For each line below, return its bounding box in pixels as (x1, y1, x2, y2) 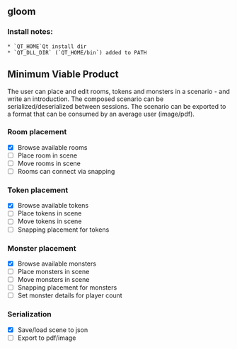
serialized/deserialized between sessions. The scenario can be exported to (7, 102, 226, 110)
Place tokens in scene (17, 209, 82, 218)
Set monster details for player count (17, 291, 122, 300)
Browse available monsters (17, 259, 97, 268)
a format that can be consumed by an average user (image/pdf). (7, 110, 195, 118)
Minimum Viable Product (7, 69, 119, 81)
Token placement (7, 185, 69, 195)
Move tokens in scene (17, 217, 82, 225)
